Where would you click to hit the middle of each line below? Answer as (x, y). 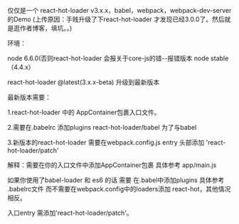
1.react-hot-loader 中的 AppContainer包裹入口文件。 (84, 112)
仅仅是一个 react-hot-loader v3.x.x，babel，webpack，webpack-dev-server (119, 10)
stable (220, 58)
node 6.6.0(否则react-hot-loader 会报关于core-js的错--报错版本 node (108, 58)
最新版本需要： (29, 97)
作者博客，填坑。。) (46, 28)
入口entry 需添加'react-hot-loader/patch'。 (70, 213)
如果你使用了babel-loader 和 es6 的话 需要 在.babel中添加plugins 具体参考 (116, 180)
